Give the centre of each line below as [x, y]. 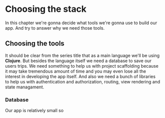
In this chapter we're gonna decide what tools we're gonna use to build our [81, 23]
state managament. [25, 87]
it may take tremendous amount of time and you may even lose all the [76, 71]
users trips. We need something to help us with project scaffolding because [82, 66]
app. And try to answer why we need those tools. [55, 28]
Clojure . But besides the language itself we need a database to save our [78, 61]
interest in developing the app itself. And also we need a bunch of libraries [81, 76]
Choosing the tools [35, 44]
